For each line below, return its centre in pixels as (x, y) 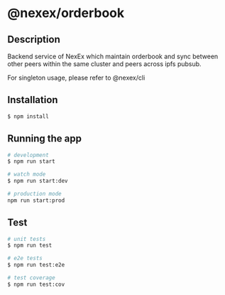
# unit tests (27, 239)
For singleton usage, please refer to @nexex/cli (76, 77)
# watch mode (27, 175)
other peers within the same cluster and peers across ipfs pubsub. (104, 64)
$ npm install (28, 116)
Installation (33, 100)
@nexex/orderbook (66, 13)
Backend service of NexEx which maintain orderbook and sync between (113, 56)
